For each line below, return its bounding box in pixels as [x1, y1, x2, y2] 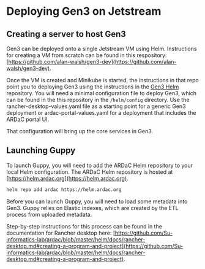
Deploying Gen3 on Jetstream [6, 4, 162, 18]
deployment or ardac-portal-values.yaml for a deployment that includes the [6, 109, 196, 116]
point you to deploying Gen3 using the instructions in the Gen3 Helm [6, 83, 179, 90]
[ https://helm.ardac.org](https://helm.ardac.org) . [6, 174, 129, 182]
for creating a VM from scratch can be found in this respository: [6, 52, 167, 59]
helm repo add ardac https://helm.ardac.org [6, 186, 122, 193]
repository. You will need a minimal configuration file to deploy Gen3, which [6, 90, 197, 96]
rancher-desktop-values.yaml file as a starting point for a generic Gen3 [6, 103, 186, 110]
